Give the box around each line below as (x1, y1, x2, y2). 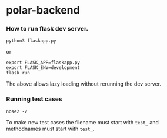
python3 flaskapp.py (6, 38, 57, 44)
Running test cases (6, 95, 63, 103)
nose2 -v (6, 109, 28, 114)
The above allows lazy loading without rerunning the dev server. (6, 80, 162, 87)
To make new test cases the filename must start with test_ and (6, 119, 159, 126)
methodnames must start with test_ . (6, 125, 95, 132)
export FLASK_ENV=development (6, 65, 81, 71)
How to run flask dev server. (6, 25, 89, 33)
